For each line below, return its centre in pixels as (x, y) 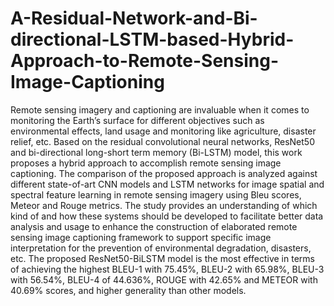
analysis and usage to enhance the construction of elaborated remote (154, 226)
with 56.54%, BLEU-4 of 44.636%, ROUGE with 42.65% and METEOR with (164, 279)
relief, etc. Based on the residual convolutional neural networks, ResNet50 (162, 141)
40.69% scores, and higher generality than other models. (128, 290)
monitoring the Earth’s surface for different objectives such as (137, 120)
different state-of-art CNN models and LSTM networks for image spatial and (167, 184)
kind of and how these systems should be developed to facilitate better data (167, 216)
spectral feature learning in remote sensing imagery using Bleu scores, (156, 194)
